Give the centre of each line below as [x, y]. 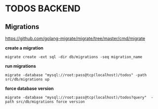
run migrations [20, 66]
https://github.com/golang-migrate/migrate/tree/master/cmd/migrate [75, 38]
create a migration [24, 48]
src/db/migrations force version [50, 102]
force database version [30, 88]
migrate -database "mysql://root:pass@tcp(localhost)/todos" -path [76, 75]
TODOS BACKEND [43, 9]
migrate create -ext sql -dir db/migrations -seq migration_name [74, 57]
